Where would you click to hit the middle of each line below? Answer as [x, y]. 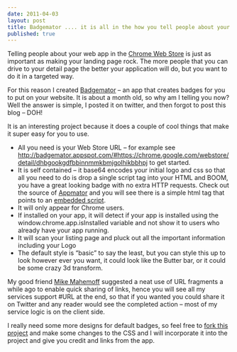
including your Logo [47, 246]
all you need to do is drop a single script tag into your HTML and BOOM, [123, 178]
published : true [31, 34]
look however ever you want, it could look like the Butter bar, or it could [121, 261]
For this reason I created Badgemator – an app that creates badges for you [116, 90]
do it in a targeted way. [41, 76]
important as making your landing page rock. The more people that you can [118, 62]
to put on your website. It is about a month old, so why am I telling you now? [118, 98]
